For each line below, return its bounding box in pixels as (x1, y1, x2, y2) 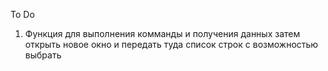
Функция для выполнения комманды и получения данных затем (24, 28, 301, 39)
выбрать (24, 49, 62, 61)
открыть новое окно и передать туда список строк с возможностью (24, 39, 319, 50)
